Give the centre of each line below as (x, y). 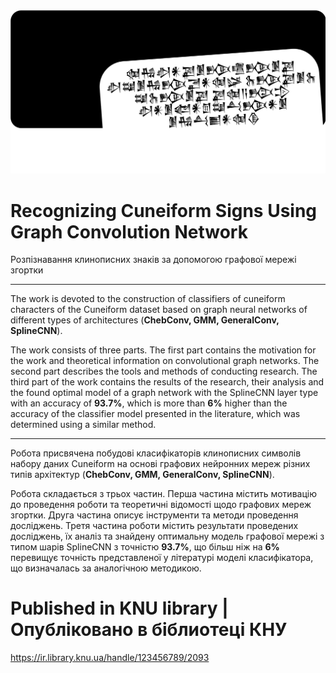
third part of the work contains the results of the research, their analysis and (167, 382)
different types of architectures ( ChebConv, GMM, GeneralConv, (145, 320)
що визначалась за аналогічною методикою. (106, 568)
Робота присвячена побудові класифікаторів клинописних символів (156, 453)
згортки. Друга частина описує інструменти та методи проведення (154, 515)
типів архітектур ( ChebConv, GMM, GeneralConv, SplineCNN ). (142, 475)
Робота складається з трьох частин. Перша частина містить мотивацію (163, 494)
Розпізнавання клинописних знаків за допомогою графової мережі (153, 260)
